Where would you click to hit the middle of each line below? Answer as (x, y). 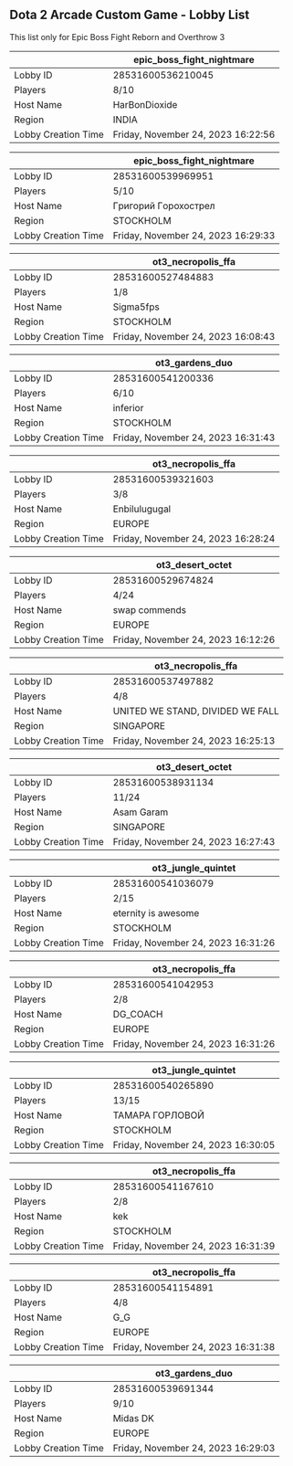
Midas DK (134, 1418)
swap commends (150, 609)
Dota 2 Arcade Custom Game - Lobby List (130, 15)
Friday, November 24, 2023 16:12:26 (194, 639)
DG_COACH (138, 1014)
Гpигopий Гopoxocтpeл (164, 206)
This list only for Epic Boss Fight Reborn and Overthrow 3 (117, 37)
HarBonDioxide (145, 104)
